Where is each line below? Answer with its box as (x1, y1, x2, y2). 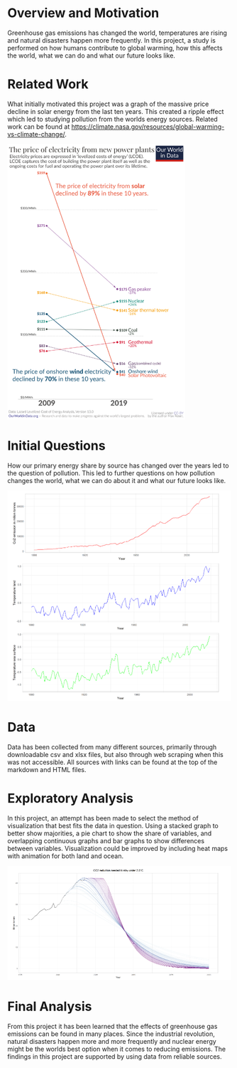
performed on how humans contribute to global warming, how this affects (7, 43, 223, 52)
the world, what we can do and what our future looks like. (7, 51, 176, 60)
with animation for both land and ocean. (7, 852, 124, 860)
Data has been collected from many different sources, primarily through (7, 742, 217, 751)
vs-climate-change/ (7, 129, 65, 138)
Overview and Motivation (7, 5, 160, 21)
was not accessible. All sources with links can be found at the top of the (7, 758, 218, 766)
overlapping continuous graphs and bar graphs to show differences (7, 836, 204, 845)
